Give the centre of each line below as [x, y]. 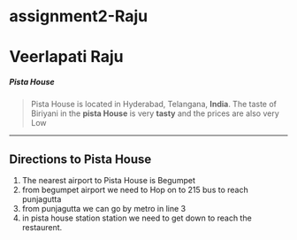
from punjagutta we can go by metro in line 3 [104, 209]
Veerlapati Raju [66, 57]
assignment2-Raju [79, 16]
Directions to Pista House [80, 159]
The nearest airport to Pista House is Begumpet [109, 181]
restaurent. [42, 228]
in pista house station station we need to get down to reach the [137, 218]
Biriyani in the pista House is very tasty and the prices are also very [155, 113]
